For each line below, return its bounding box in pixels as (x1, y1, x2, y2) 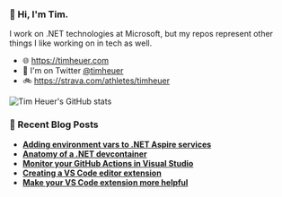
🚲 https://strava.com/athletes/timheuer (22, 75, 171, 86)
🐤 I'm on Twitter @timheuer (22, 65, 124, 76)
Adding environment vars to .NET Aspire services (22, 139, 212, 150)
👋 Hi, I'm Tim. (9, 8, 69, 21)
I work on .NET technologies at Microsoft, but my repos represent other (9, 29, 274, 39)
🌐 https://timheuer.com (22, 56, 110, 66)
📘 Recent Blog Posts (9, 118, 99, 131)
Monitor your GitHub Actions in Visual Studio (22, 158, 194, 168)
